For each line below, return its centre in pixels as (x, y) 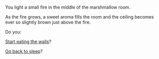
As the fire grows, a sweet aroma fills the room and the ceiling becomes (80, 17)
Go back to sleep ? (24, 51)
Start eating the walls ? (28, 41)
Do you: (13, 32)
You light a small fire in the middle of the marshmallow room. (68, 7)
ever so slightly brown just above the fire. (48, 22)
